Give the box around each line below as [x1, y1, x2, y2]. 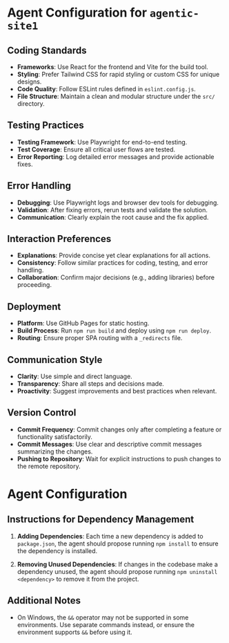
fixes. [17, 160, 33, 168]
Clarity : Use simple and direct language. [17, 372, 132, 381]
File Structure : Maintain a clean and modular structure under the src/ [17, 92, 215, 100]
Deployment [7, 301, 61, 313]
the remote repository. [17, 462, 81, 470]
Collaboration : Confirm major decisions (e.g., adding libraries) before [17, 273, 215, 281]
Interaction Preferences [7, 233, 112, 245]
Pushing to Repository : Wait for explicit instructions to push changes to [17, 454, 221, 463]
